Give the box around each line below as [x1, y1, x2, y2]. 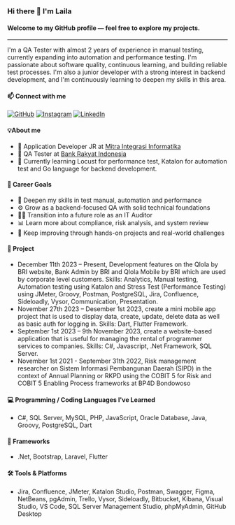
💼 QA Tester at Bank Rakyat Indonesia [17, 150, 127, 158]
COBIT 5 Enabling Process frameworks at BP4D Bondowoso [17, 379, 191, 387]
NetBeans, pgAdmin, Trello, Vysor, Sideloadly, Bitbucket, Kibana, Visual [17, 494, 224, 503]
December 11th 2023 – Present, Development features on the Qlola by [17, 260, 218, 268]
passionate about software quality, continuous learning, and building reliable [7, 61, 227, 69]
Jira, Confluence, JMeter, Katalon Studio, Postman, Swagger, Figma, [17, 487, 215, 496]
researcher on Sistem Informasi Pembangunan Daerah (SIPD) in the [17, 364, 212, 373]
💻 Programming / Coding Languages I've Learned [7, 395, 156, 404]
